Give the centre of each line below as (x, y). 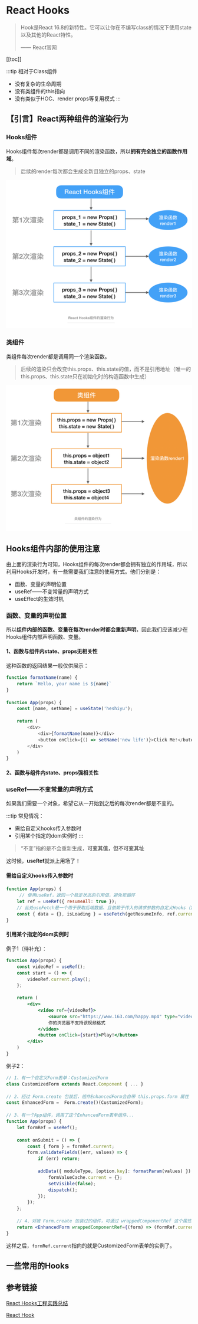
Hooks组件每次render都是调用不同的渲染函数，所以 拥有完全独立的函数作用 (97, 151)
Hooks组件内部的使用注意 (53, 549)
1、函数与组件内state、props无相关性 (52, 651)
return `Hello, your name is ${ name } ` (64, 684)
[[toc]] (14, 59)
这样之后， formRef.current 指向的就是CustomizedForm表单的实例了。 (90, 1245)
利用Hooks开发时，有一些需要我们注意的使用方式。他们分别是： (84, 571)
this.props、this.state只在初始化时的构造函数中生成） (85, 376)
